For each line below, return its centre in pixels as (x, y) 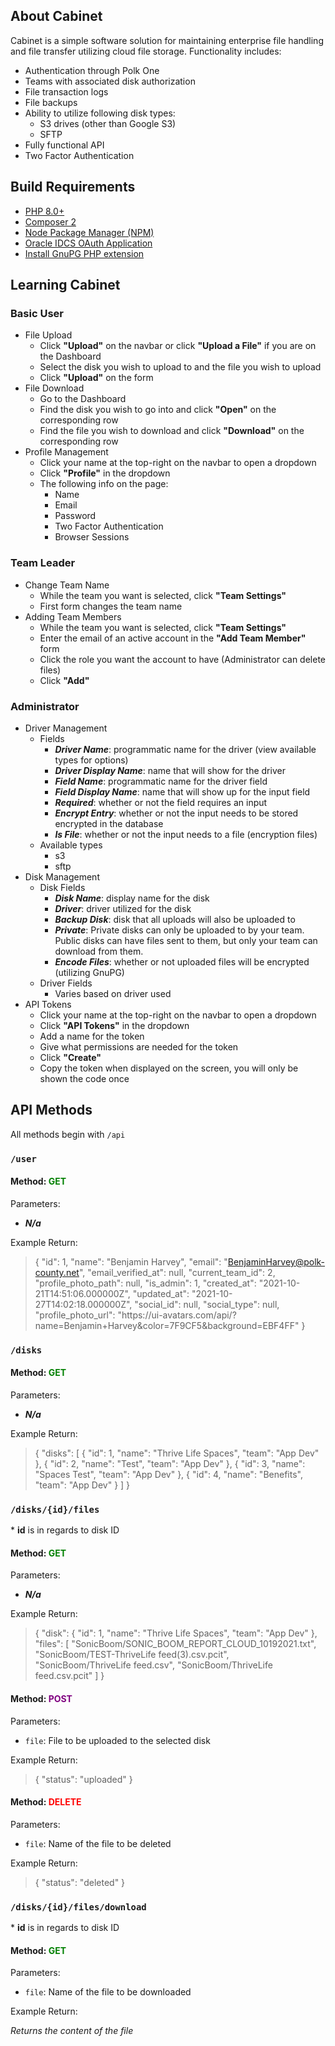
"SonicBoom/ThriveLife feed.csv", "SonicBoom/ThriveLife (153, 1665)
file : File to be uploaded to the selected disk (117, 1740)
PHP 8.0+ (44, 211)
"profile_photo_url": (75, 1315)
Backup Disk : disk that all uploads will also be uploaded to (175, 919)
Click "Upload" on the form (96, 378)
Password (75, 516)
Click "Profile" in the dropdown (105, 473)
